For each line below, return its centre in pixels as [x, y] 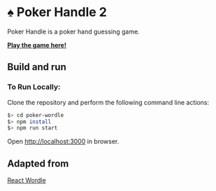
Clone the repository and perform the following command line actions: [108, 102]
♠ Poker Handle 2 [57, 12]
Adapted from [38, 163]
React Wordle [27, 181]
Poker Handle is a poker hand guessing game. [73, 31]
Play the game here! [37, 45]
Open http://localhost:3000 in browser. [63, 141]
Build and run [37, 67]
